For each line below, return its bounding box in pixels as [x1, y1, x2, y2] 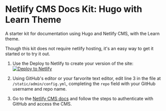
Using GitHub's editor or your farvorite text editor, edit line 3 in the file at [12, 75, 161, 81]
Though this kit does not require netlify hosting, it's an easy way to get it [5, 45, 154, 51]
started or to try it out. [5, 51, 50, 57]
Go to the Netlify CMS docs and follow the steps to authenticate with [12, 96, 154, 102]
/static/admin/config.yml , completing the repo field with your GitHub [12, 81, 156, 87]
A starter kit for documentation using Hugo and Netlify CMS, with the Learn [5, 30, 160, 36]
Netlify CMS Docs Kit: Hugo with [5, 3, 143, 15]
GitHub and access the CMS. [12, 101, 72, 107]
